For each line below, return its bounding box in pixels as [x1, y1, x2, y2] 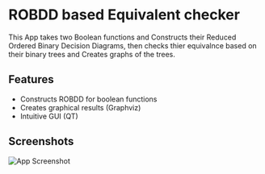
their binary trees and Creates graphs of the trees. [8, 49, 176, 59]
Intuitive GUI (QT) [19, 111, 78, 121]
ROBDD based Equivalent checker [8, 6, 241, 24]
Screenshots [8, 135, 74, 148]
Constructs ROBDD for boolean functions [19, 94, 158, 104]
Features [8, 72, 54, 86]
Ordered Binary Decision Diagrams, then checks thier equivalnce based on [8, 40, 257, 50]
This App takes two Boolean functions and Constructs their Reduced [8, 32, 237, 42]
